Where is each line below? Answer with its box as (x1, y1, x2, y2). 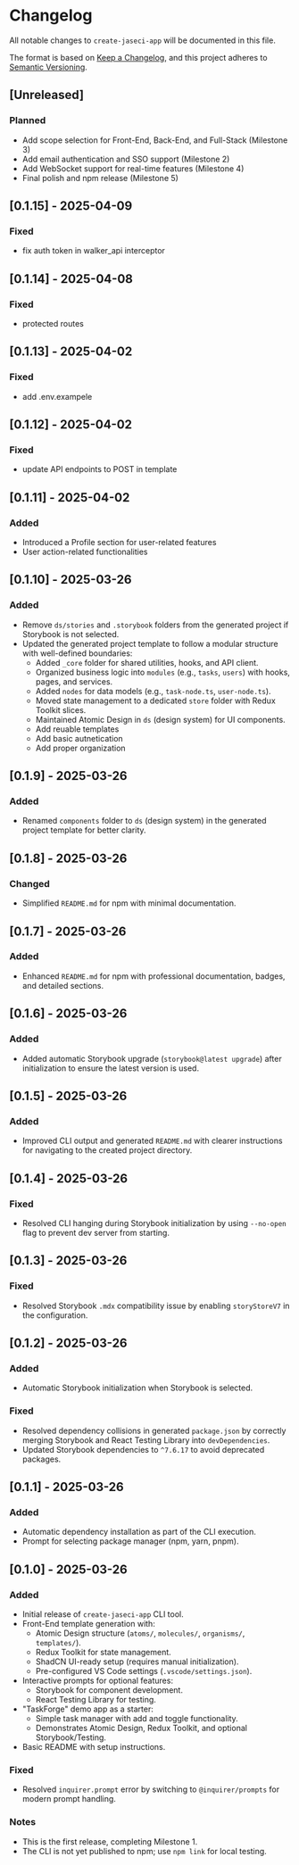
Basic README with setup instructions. (21, 1741, 166, 1752)
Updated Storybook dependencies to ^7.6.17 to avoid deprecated (21, 1444, 265, 1455)
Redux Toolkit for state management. (35, 1646, 171, 1657)
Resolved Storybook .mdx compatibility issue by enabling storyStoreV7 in (21, 1300, 290, 1311)
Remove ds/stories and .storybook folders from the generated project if (21, 619, 289, 630)
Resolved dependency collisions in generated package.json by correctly (21, 1425, 287, 1436)
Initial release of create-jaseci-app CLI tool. (21, 1608, 185, 1620)
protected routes (21, 319, 85, 328)
